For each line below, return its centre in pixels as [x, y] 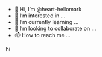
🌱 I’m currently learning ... [46, 22]
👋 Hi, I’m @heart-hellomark [48, 9]
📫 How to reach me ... [42, 35]
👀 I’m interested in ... [40, 16]
